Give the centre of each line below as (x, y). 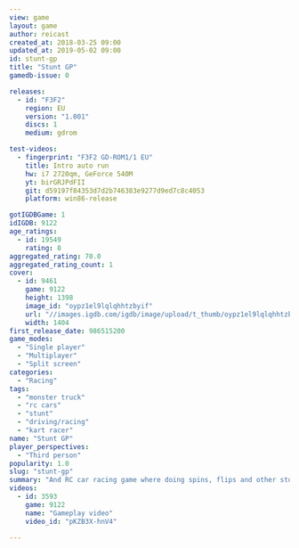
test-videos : (33, 149)
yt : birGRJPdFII (56, 182)
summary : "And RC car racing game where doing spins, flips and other (143, 480)
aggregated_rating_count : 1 (61, 265)
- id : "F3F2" (41, 100)
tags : (19, 389)
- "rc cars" (40, 405)
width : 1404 (47, 323)
